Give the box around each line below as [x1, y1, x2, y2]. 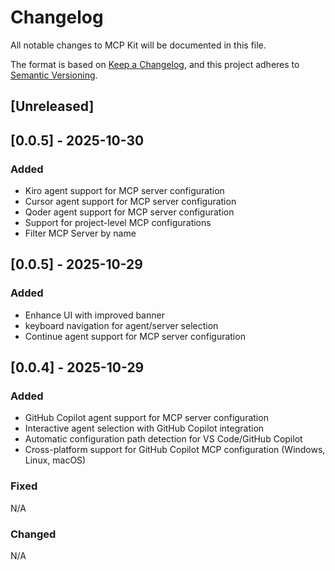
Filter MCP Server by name [24, 227, 137, 240]
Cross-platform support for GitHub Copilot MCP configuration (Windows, [24, 444, 326, 456]
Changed [10, 527, 57, 541]
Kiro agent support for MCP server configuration [24, 185, 225, 197]
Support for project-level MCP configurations [24, 217, 212, 229]
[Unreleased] [10, 98, 95, 115]
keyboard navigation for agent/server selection [24, 319, 219, 331]
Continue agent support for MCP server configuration [24, 330, 246, 342]
